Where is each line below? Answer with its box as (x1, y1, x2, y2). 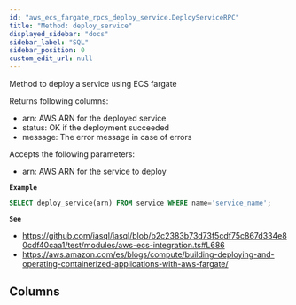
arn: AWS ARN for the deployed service (21, 113, 167, 123)
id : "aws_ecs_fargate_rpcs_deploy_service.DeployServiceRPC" (9, 12, 240, 22)
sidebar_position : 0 (9, 46, 86, 55)
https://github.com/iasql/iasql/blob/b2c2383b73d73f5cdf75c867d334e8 (21, 230, 288, 240)
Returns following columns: (9, 96, 109, 106)
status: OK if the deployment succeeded (21, 122, 170, 133)
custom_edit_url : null (9, 54, 93, 63)
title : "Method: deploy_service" (9, 21, 133, 30)
